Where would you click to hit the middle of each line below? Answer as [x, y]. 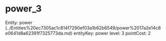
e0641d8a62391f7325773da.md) [39, 33]
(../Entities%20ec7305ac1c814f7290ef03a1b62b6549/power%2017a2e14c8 [83, 27]
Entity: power [19, 22]
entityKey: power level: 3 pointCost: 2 [112, 33]
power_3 [23, 9]
